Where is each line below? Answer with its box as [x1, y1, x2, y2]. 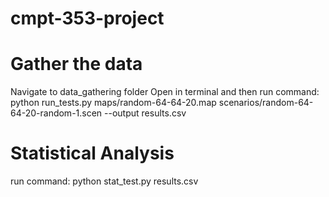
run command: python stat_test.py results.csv [10, 175, 199, 187]
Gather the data [10, 53, 143, 76]
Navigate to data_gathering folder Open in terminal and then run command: [10, 86, 320, 98]
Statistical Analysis [10, 142, 175, 165]
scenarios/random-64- [218, 97, 314, 109]
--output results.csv [104, 107, 187, 119]
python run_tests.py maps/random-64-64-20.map [10, 97, 217, 109]
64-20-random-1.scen [10, 107, 103, 119]
